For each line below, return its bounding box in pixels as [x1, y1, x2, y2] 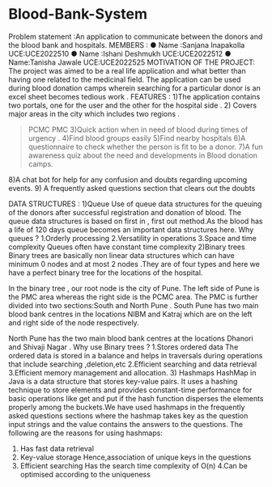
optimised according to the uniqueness [19, 469, 151, 479]
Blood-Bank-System [8, 5, 148, 23]
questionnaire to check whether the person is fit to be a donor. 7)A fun [28, 142, 263, 151]
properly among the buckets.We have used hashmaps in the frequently [8, 402, 245, 412]
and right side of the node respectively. [8, 317, 139, 328]
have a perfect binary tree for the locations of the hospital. [8, 268, 203, 277]
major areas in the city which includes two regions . [8, 108, 181, 118]
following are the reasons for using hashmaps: [8, 428, 164, 438]
